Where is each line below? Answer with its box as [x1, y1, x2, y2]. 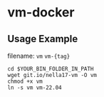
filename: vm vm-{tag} [7, 51, 71, 60]
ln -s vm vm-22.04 [7, 84, 62, 91]
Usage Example [7, 33, 78, 45]
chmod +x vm [7, 78, 43, 85]
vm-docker [7, 4, 75, 21]
